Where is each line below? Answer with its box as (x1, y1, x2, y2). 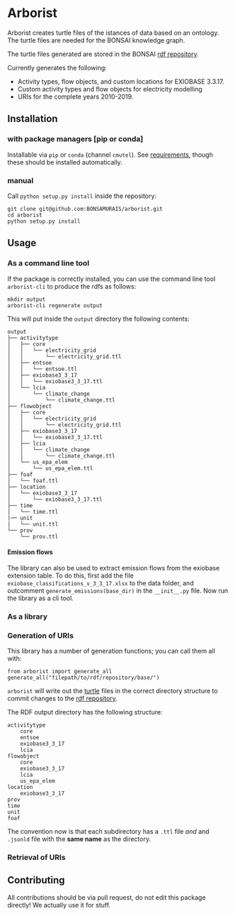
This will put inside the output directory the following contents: (7, 314, 190, 323)
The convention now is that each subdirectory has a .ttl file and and (7, 827, 210, 836)
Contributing (7, 874, 65, 886)
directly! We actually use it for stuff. (7, 900, 111, 909)
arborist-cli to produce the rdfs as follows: (7, 282, 137, 290)
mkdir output (7, 296, 46, 303)
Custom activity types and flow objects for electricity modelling (17, 84, 203, 93)
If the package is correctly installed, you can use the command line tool (7, 275, 216, 283)
